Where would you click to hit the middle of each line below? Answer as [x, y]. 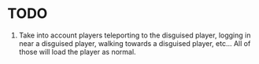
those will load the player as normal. [77, 52]
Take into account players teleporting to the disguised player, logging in [135, 35]
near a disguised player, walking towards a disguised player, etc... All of [135, 43]
